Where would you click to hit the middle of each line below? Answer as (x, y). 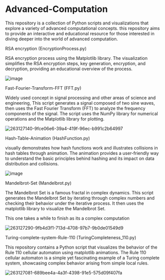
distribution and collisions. (32, 163)
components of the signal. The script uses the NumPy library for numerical (82, 114)
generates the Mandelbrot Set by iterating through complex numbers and (80, 198)
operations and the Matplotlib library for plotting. (55, 119)
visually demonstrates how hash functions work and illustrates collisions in (82, 147)
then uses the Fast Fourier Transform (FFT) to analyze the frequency (75, 108)
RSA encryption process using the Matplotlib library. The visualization (76, 58)
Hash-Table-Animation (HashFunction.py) (48, 138)
